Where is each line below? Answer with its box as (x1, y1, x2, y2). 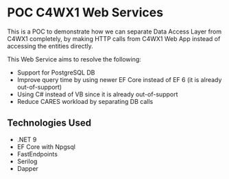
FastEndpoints (16, 150, 58, 158)
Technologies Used (7, 118, 91, 129)
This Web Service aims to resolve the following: (7, 55, 142, 63)
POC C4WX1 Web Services (7, 5, 163, 20)
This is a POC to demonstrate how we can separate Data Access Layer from (7, 27, 221, 36)
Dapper (16, 164, 39, 172)
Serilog (16, 157, 38, 165)
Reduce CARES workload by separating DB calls (16, 97, 154, 105)
